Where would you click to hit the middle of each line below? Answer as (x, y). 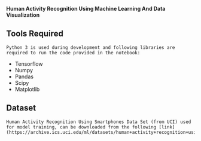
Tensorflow (29, 64)
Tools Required (35, 34)
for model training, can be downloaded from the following (81, 127)
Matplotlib (27, 89)
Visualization (23, 15)
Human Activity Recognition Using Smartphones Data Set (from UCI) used (99, 122)
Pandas (24, 76)
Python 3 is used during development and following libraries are (91, 47)
